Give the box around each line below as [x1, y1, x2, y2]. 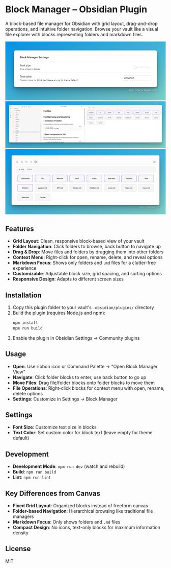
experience [12, 265, 37, 271]
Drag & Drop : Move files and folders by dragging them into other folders [12, 249, 164, 255]
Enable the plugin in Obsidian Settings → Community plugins [12, 335, 140, 341]
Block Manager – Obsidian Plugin [5, 4, 148, 15]
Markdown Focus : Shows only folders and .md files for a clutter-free [12, 259, 156, 266]
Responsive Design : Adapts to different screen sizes [12, 276, 124, 282]
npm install [12, 320, 38, 325]
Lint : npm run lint [12, 474, 51, 481]
